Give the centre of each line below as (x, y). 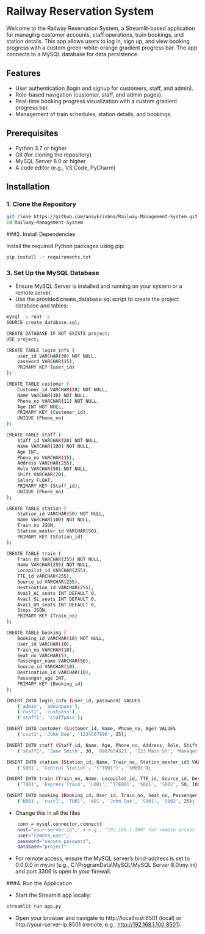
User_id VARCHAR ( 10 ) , (45, 644)
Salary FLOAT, (35, 480)
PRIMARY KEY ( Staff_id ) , (49, 486)
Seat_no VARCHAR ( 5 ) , (43, 655)
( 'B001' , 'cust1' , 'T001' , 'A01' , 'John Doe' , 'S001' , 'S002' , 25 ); (106, 801)
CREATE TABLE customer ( (38, 384)
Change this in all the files (48, 813)
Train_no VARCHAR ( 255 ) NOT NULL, (60, 559)
